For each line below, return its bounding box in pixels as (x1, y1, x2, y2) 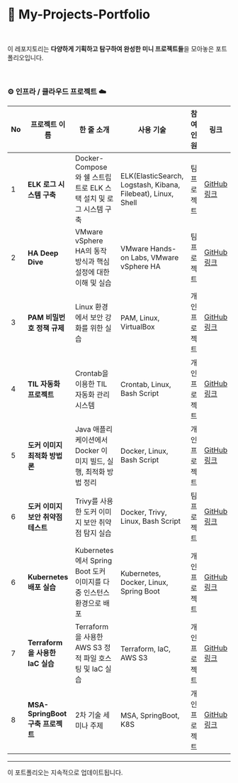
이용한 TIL (74, 379, 108, 389)
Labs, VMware (130, 253, 179, 263)
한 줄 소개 (79, 125, 110, 135)
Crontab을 (74, 368, 109, 378)
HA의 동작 (74, 246, 108, 256)
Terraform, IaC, (120, 644, 171, 654)
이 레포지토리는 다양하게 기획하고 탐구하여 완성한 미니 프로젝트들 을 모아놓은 (7, 44, 215, 53)
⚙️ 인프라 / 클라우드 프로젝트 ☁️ (7, 87, 106, 97)
